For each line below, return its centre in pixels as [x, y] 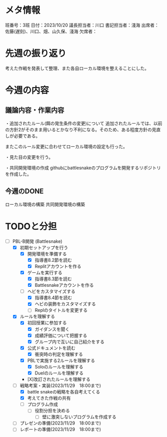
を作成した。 [18, 174]
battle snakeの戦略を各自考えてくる [64, 392]
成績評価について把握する [61, 335]
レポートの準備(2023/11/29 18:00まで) [60, 429]
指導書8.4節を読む [53, 298]
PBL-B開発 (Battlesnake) [37, 241]
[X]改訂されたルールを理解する [59, 379]
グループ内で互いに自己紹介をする [70, 341]
